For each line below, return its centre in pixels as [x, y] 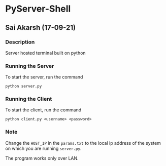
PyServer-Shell [38, 9]
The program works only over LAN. [42, 158]
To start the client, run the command [43, 110]
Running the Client [29, 99]
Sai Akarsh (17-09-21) [41, 28]
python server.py [24, 87]
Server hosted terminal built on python [45, 53]
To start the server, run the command [44, 77]
